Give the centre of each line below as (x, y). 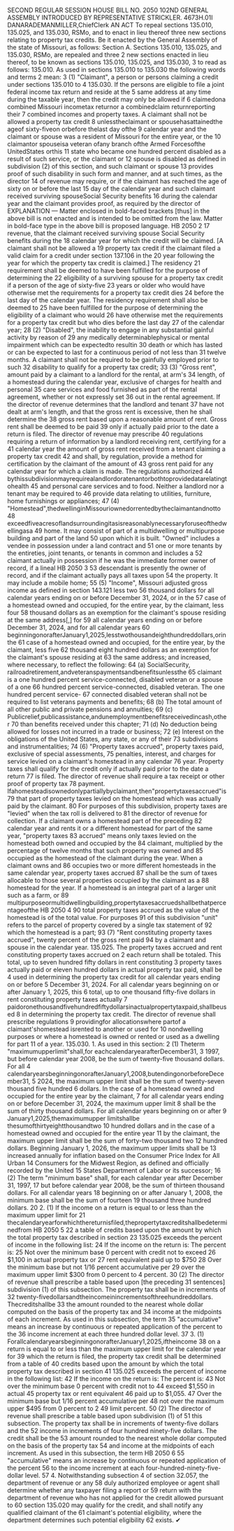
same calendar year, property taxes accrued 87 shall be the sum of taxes (112, 873)
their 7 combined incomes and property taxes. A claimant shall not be (107, 114)
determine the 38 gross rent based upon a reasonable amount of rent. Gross (117, 419)
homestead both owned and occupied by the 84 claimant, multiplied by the (115, 843)
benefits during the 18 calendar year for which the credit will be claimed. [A (115, 240)
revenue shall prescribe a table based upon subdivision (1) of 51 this (105, 1416)
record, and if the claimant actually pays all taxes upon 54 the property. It (113, 575)
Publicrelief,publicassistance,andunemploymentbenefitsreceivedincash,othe (117, 716)
